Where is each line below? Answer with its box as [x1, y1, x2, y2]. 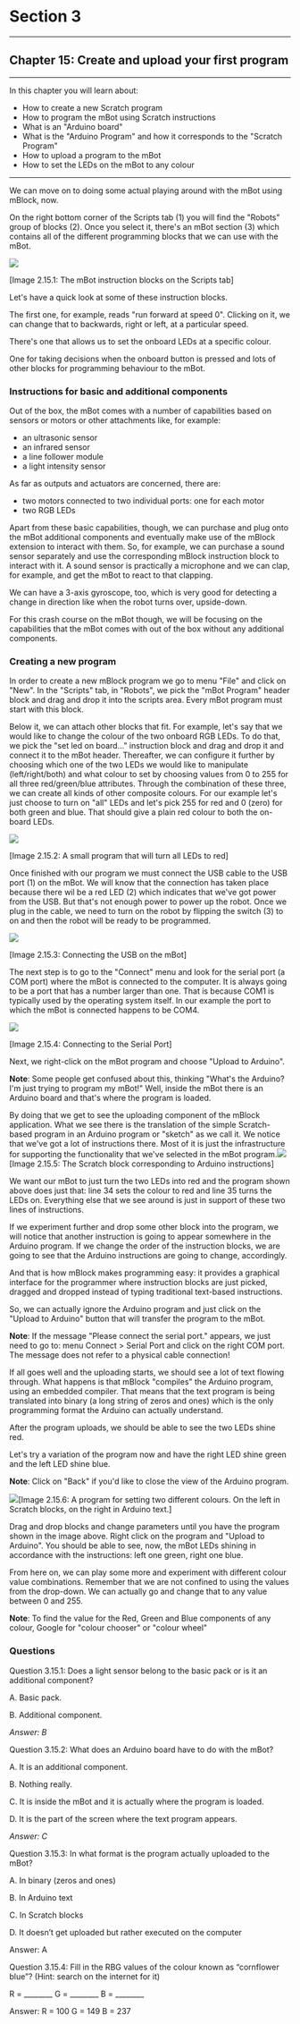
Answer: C [9, 1831, 48, 1842]
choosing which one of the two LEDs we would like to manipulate [9, 759, 248, 770]
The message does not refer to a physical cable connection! [9, 1350, 230, 1360]
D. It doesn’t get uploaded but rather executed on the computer [9, 1927, 243, 1937]
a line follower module [21, 452, 104, 462]
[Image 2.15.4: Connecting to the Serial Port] [9, 1039, 172, 1050]
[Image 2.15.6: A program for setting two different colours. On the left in [18, 1495, 281, 1505]
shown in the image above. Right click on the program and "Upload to [9, 1531, 265, 1542]
